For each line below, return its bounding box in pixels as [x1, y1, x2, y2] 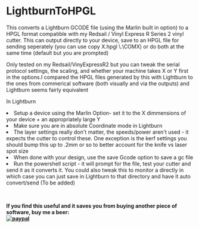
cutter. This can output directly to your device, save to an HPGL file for [6, 36, 179, 44]
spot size [6, 147, 29, 155]
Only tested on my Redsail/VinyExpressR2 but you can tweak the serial [6, 61, 180, 68]
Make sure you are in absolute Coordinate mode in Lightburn [14, 122, 163, 129]
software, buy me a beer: [6, 208, 70, 215]
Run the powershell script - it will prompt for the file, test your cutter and [14, 160, 191, 167]
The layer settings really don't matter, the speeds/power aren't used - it [14, 128, 189, 135]
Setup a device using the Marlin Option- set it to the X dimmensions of [14, 109, 186, 116]
